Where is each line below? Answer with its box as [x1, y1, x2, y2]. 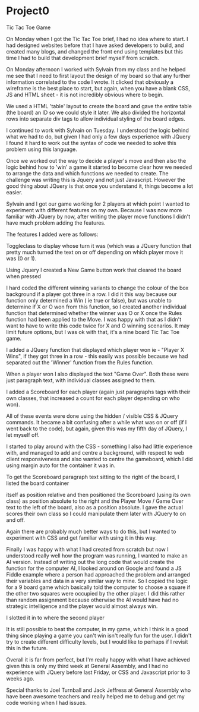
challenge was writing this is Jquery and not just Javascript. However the [6, 176, 185, 183]
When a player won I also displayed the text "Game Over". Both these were [6, 370, 189, 377]
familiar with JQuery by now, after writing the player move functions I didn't [6, 213, 191, 220]
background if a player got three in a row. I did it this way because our [6, 290, 177, 298]
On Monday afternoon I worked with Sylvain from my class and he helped [6, 65, 186, 73]
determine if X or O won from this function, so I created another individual [6, 303, 187, 310]
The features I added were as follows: [6, 231, 99, 238]
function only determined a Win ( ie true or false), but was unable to [6, 297, 172, 304]
